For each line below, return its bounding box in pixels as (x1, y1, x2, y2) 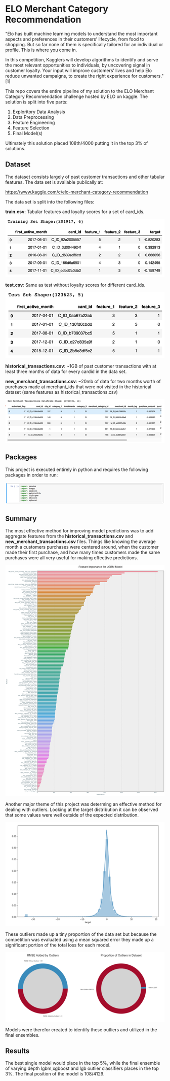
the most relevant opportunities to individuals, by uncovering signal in (5, 62, 150, 68)
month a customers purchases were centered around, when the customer (5, 544, 159, 550)
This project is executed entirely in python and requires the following (5, 466, 148, 472)
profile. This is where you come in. (5, 47, 77, 53)
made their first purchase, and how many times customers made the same (5, 549, 160, 556)
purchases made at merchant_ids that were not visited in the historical (5, 384, 152, 390)
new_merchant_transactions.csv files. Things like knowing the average (5, 538, 156, 545)
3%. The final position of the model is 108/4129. (5, 1071, 105, 1077)
